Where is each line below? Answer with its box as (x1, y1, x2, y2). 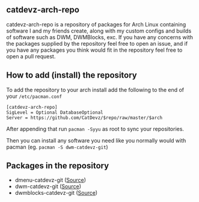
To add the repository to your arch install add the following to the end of (6, 86, 185, 93)
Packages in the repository (6, 161, 109, 171)
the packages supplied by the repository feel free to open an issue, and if (6, 40, 188, 47)
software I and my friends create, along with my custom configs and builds (6, 27, 192, 34)
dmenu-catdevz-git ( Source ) (14, 177, 86, 184)
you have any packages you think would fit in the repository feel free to (6, 46, 183, 54)
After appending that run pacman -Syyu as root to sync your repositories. (6, 125, 185, 132)
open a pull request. (6, 52, 56, 60)
